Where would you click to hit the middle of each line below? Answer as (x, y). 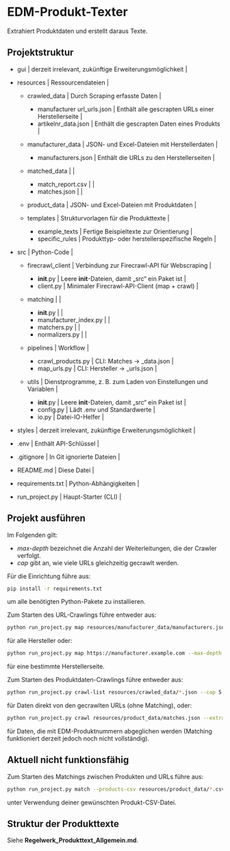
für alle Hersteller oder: (40, 641)
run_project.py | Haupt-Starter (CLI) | (69, 497)
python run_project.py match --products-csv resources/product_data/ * (110, 789)
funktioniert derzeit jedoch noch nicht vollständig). (78, 738)
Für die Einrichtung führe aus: (49, 576)
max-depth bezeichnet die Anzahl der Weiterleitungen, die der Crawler (117, 548)
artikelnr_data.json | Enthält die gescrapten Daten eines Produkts (129, 124)
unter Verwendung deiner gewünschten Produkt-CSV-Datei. (92, 802)
